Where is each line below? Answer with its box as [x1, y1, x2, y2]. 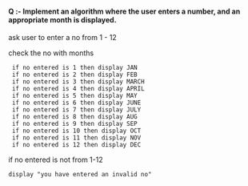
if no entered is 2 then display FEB [11, 71, 138, 79]
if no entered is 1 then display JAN [11, 64, 138, 72]
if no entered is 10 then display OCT [11, 127, 142, 135]
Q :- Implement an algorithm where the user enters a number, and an [8, 6, 241, 16]
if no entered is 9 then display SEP [11, 120, 138, 128]
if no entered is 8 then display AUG [11, 113, 138, 121]
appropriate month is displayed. [8, 14, 118, 24]
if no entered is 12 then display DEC [11, 141, 142, 149]
